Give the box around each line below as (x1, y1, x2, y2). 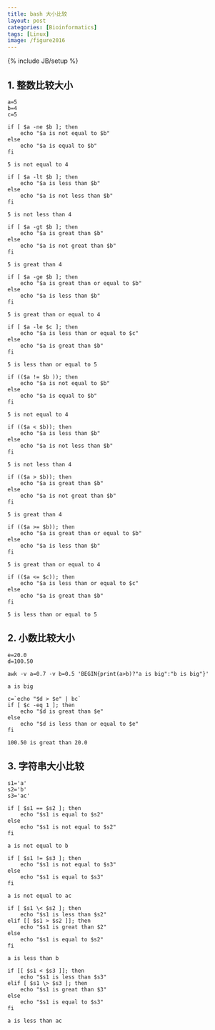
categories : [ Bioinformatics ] (7, 24, 98, 31)
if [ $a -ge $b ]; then (7, 273, 79, 281)
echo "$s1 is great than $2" (20, 923, 107, 931)
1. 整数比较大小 (7, 79, 74, 91)
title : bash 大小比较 (7, 10, 68, 18)
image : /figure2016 (7, 37, 66, 44)
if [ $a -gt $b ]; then (7, 223, 79, 231)
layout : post (7, 17, 46, 24)
